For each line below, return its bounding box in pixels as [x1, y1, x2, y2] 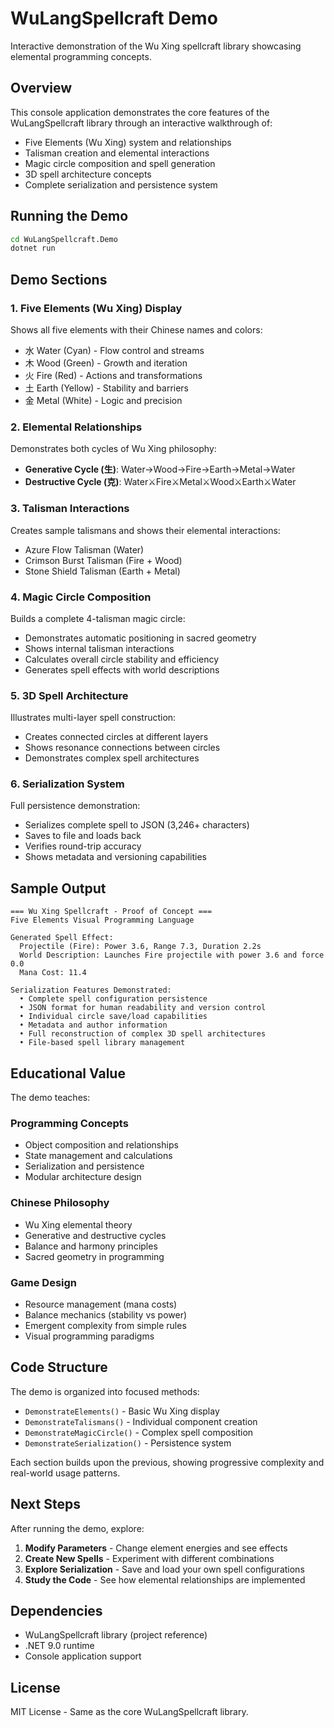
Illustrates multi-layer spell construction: [10, 712, 177, 724]
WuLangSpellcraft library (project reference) [24, 1629, 208, 1641]
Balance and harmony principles [24, 1240, 158, 1252]
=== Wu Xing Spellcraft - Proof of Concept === [10, 907, 213, 917]
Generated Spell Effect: [10, 933, 114, 943]
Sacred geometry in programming [24, 1250, 165, 1262]
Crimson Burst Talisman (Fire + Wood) [24, 554, 183, 566]
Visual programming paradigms [24, 1330, 155, 1342]
